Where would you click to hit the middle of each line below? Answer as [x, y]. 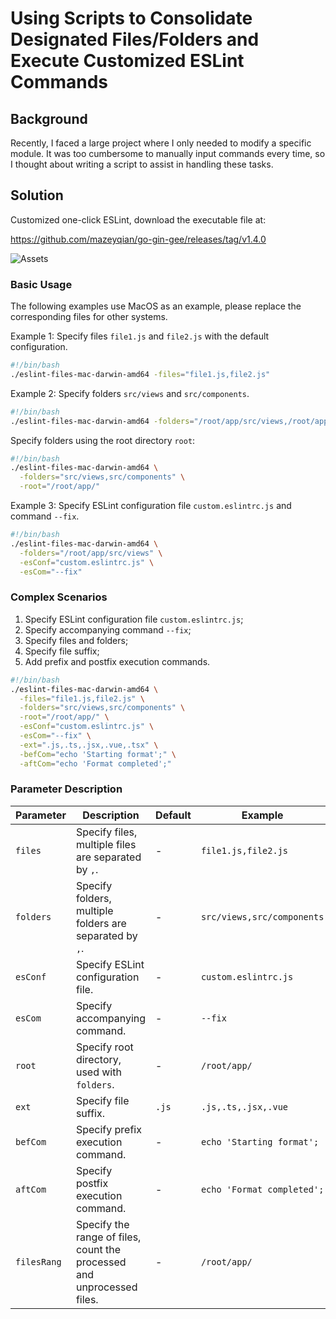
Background [49, 118]
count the [98, 1249]
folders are [101, 923]
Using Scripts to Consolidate [131, 18]
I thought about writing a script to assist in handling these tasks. [142, 164]
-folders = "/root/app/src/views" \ [91, 553]
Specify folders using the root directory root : [103, 440]
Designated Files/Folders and [135, 39]
